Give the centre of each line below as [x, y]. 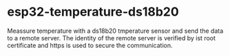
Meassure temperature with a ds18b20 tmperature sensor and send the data [115, 31]
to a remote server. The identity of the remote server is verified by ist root [111, 38]
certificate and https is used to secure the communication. [90, 45]
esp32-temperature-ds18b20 [93, 12]
